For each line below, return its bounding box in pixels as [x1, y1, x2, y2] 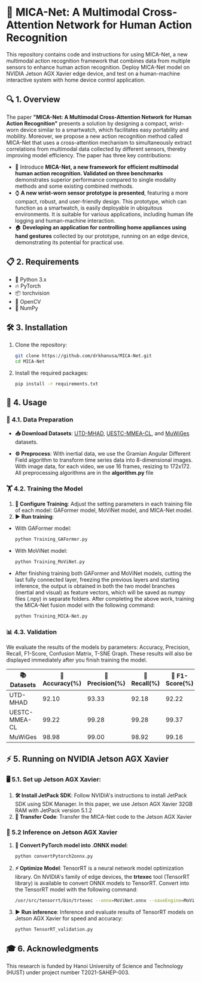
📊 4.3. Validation [6, 627, 57, 636]
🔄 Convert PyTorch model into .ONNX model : [14, 842, 129, 849]
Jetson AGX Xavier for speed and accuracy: [14, 915, 123, 922]
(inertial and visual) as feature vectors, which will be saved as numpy [14, 588, 185, 596]
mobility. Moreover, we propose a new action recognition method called [6, 132, 183, 140]
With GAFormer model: [14, 525, 72, 532]
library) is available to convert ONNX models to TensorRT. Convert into [14, 879, 190, 887]
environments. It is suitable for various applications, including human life [14, 210, 193, 218]
